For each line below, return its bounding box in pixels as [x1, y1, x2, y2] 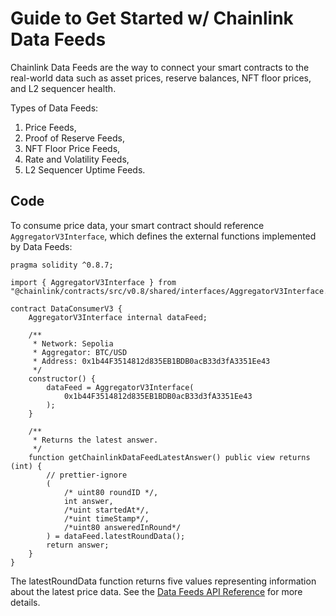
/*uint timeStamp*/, [63, 513, 150, 524]
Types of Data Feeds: [10, 102, 99, 114]
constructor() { [28, 373, 97, 384]
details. [10, 596, 41, 608]
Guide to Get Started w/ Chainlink [10, 7, 294, 30]
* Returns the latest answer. [32, 435, 159, 445]
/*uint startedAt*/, [63, 505, 150, 515]
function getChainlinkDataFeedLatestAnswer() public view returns [28, 452, 311, 462]
